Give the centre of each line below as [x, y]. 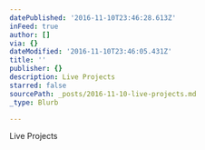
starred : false [38, 85]
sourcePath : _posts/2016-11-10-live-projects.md [103, 94]
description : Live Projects [63, 77]
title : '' [28, 60]
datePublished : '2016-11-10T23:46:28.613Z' [93, 18]
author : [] [30, 35]
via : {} [24, 43]
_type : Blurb [34, 102]
